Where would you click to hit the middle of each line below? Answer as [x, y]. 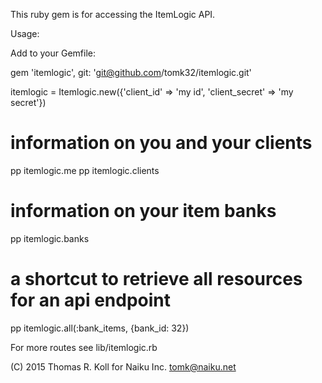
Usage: [25, 33]
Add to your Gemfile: [53, 53]
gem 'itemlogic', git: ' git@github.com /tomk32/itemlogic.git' [131, 72]
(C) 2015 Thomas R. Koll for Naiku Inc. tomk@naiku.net [123, 366]
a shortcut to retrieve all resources [156, 279]
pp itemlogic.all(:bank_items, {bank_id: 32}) [100, 328]
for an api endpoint [91, 300]
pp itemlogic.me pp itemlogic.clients [85, 170]
